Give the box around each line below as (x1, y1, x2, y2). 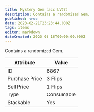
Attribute (14, 59, 35, 66)
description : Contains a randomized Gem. (5, 12, 90, 17)
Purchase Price (7, 75, 42, 82)
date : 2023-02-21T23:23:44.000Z (5, 20, 70, 26)
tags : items (5, 25, 29, 30)
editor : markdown (5, 30, 40, 35)
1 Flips (47, 83, 62, 90)
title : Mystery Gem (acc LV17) (5, 7, 68, 12)
